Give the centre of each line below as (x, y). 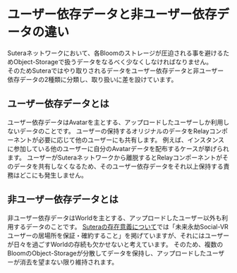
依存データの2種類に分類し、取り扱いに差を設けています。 (92, 79)
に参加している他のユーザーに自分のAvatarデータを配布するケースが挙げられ (118, 148)
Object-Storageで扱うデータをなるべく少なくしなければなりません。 (113, 61)
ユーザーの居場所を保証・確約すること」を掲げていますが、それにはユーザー (119, 235)
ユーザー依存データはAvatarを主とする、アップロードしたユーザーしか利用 (115, 122)
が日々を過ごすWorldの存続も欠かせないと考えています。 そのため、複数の (115, 244)
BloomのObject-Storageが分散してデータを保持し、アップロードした (107, 253)
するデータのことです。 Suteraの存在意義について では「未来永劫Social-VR (121, 226)
